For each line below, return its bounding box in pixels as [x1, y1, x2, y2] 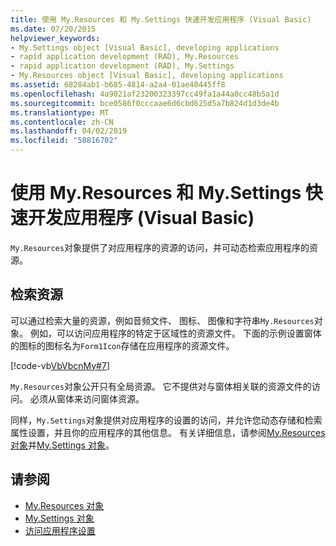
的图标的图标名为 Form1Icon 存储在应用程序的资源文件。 [10, 339, 235, 351]
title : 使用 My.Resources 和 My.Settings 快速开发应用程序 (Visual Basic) [10, 14, 312, 25]
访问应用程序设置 [24, 524, 96, 536]
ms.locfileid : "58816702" [10, 136, 118, 146]
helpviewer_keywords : [10, 33, 101, 43]
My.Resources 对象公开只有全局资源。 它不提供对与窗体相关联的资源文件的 [10, 380, 312, 392]
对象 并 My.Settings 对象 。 [10, 439, 115, 451]
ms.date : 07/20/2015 [10, 24, 97, 34]
